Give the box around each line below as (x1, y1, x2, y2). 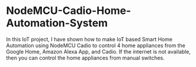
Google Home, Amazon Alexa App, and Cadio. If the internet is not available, (6, 48, 191, 55)
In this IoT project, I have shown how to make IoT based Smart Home (6, 36, 172, 43)
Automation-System (6, 16, 108, 30)
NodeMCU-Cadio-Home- (6, 4, 131, 17)
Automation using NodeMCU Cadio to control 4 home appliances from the (6, 42, 185, 49)
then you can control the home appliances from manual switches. (6, 54, 165, 61)
